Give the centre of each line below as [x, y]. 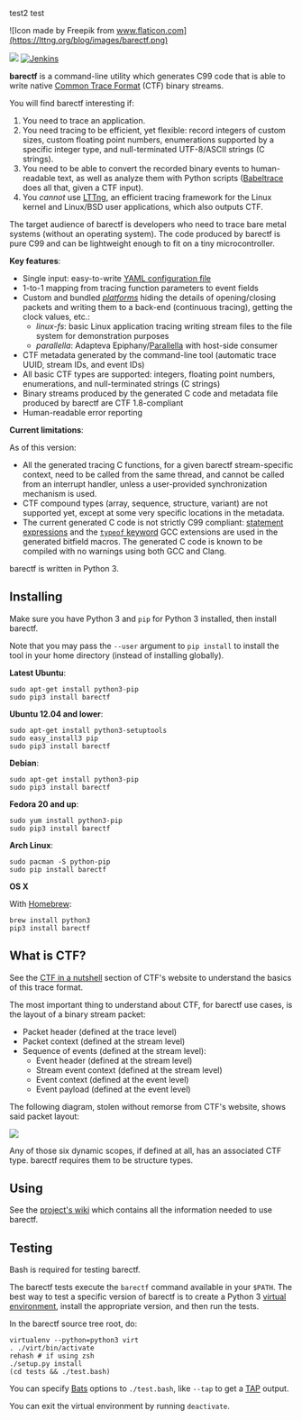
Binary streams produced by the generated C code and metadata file [150, 393]
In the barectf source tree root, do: [73, 1324]
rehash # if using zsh [52, 1356]
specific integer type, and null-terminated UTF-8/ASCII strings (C [144, 149]
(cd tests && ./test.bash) [60, 1372]
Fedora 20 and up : [44, 804]
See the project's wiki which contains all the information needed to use [141, 1210]
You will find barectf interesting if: [72, 103]
